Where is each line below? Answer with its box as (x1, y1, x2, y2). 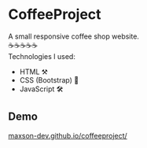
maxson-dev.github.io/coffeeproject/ (8, 131, 127, 140)
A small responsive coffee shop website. (8, 31, 140, 41)
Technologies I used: (8, 51, 76, 61)
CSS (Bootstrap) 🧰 (19, 75, 79, 84)
